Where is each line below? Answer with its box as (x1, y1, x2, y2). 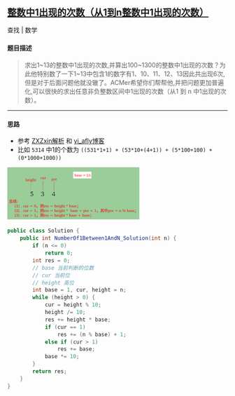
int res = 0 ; (32, 257, 71, 264)
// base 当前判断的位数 (32, 264, 94, 271)
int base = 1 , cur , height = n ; (32, 287, 127, 294)
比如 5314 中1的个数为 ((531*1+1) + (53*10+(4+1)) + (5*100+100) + (17, 146, 213, 154)
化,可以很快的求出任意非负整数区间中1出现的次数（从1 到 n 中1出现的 (24, 87, 220, 96)
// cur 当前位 (32, 272, 71, 279)
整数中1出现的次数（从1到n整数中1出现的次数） (7, 6, 209, 19)
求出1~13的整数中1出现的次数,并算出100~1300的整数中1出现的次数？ (24, 61, 220, 69)
